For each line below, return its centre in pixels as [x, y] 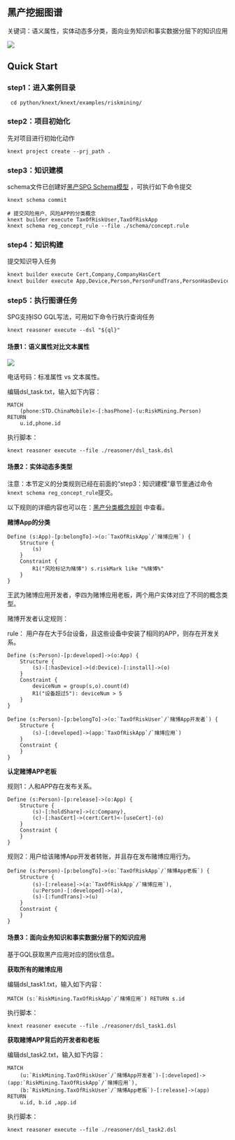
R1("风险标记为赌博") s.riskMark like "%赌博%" [98, 569]
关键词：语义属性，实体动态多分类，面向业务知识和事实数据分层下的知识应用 [117, 31]
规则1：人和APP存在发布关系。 [51, 786]
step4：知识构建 [35, 245]
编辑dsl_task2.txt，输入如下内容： [56, 1055]
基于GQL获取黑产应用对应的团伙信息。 [63, 954]
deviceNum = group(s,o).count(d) [81, 686]
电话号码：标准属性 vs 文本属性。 [55, 376]
